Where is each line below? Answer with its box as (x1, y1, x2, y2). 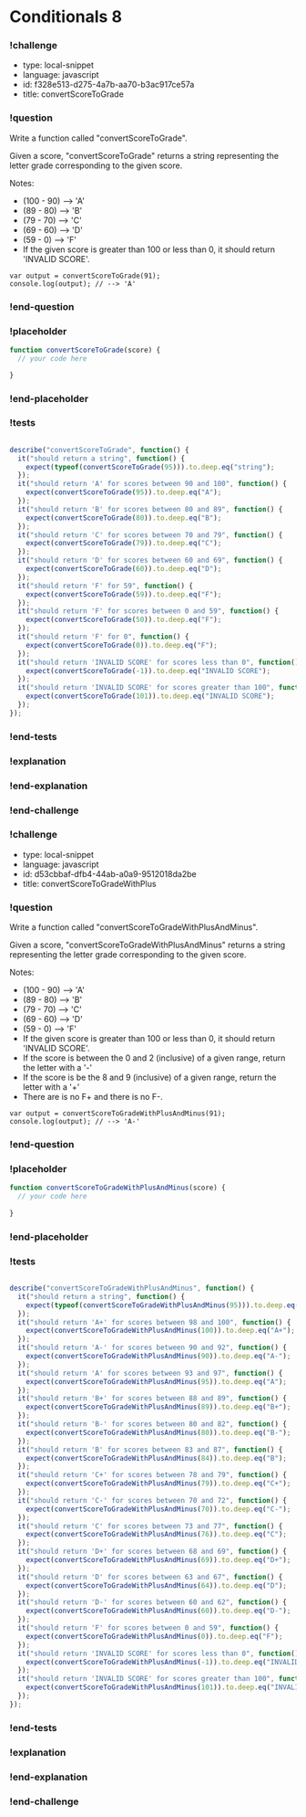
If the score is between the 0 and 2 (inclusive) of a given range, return (22, 1052, 286, 1063)
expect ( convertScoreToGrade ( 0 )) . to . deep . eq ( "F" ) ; (25, 640, 219, 650)
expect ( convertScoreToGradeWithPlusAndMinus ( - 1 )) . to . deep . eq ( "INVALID (25, 1657, 300, 1666)
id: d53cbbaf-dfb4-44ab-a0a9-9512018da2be (22, 868, 198, 879)
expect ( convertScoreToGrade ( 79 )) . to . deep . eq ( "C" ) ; (25, 539, 222, 548)
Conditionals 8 (9, 6, 123, 27)
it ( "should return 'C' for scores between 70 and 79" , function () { (17, 530, 283, 540)
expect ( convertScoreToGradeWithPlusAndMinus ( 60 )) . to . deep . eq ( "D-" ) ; (25, 1606, 291, 1616)
